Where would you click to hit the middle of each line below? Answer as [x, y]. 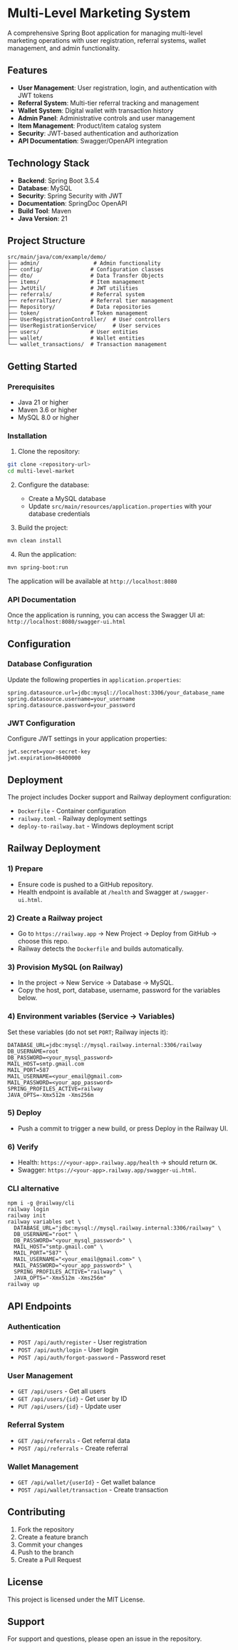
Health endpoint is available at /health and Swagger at [98, 892]
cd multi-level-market [41, 471]
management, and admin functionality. [64, 48]
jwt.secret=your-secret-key [49, 752]
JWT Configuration [41, 723]
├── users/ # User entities [73, 332]
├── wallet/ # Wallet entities [76, 338]
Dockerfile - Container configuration [72, 811]
